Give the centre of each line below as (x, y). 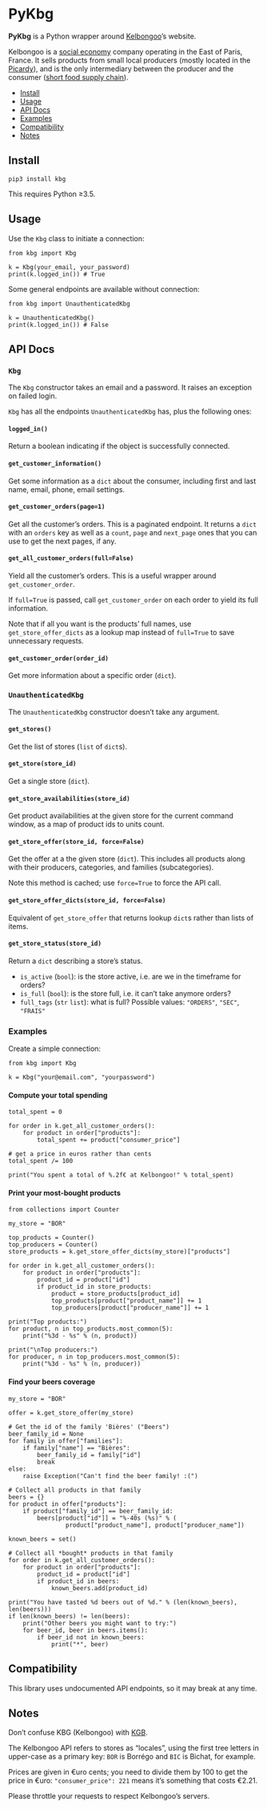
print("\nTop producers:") (53, 1350)
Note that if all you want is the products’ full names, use (100, 624)
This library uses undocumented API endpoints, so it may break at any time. (133, 1688)
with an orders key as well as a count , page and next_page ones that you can (133, 532)
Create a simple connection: (55, 1049)
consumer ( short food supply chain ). (69, 77)
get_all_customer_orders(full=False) (71, 559)
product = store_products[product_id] (116, 1294)
